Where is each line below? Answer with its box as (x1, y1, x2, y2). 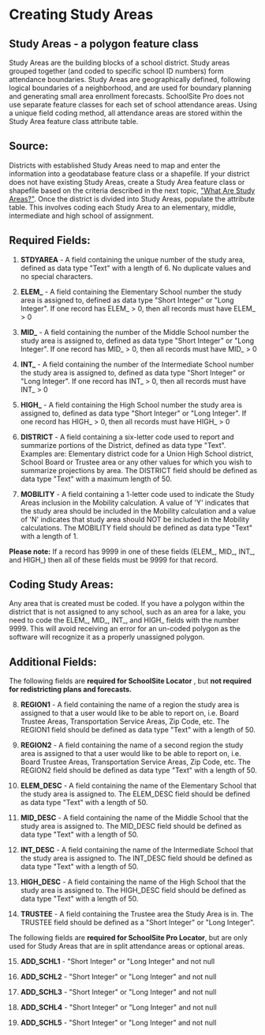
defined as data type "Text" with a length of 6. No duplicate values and (20, 263, 252, 273)
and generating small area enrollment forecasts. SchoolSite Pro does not (9, 92, 244, 100)
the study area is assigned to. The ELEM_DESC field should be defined (20, 789, 251, 799)
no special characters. (20, 271, 93, 281)
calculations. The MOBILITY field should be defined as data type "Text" (20, 523, 253, 533)
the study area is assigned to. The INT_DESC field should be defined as (20, 853, 253, 863)
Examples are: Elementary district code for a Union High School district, (20, 449, 254, 458)
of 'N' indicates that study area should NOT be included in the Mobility (20, 514, 250, 524)
